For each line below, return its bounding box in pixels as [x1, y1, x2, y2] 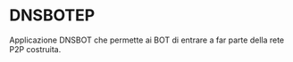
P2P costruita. [9, 43, 62, 54]
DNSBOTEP [9, 5, 96, 26]
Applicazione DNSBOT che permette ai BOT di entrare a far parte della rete [9, 35, 285, 45]
